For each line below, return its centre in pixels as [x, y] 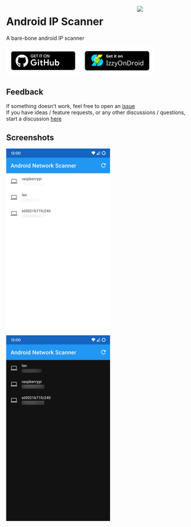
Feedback [25, 92]
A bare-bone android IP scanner [45, 38]
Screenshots [30, 138]
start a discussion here [34, 119]
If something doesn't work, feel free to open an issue [71, 106]
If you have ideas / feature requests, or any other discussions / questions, [96, 112]
